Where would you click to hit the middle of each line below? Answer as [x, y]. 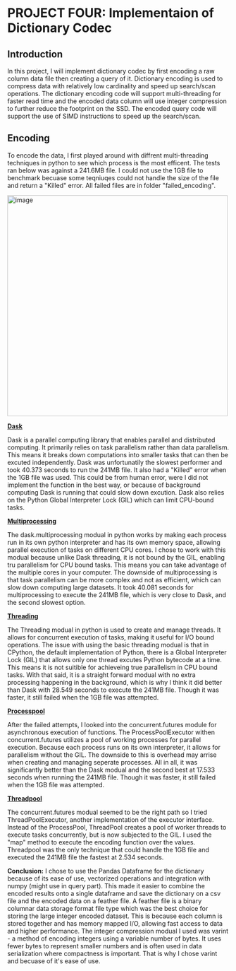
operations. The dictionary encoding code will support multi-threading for [114, 94]
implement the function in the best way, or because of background [104, 485]
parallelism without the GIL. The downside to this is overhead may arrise [112, 755]
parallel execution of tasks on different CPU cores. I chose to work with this [117, 550]
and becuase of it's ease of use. [54, 961]
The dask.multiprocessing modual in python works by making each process [117, 534]
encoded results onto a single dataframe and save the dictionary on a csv [114, 893]
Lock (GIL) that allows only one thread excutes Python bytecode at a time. [114, 659]
